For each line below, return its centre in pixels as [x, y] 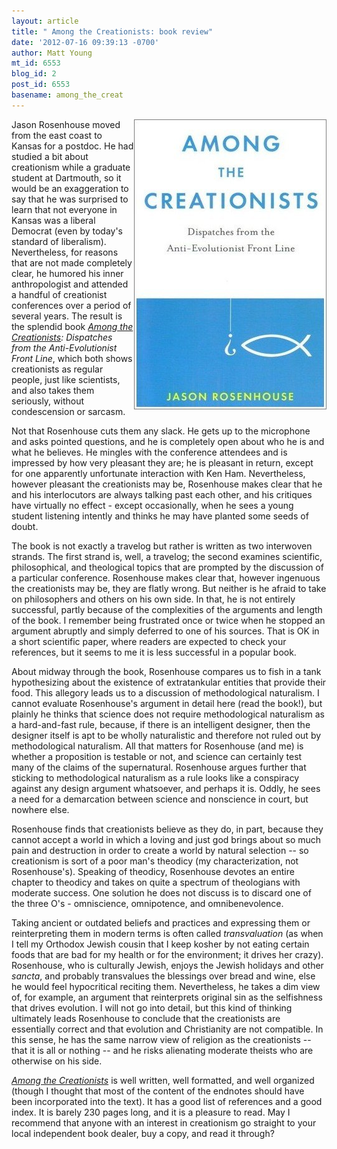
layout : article [45, 21]
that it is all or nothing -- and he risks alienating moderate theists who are [162, 1050]
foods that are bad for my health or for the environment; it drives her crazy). [167, 954]
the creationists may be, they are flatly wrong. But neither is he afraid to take [169, 588]
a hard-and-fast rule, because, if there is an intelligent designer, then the [161, 724]
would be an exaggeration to [70, 188]
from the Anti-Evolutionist [64, 347]
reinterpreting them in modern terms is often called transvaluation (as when [167, 933]
